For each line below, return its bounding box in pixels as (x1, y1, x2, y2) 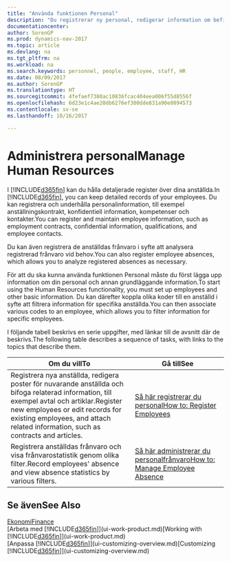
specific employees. (7, 314, 64, 323)
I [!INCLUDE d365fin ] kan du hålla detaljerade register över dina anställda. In (7, 185, 220, 193)
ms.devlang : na (7, 49, 51, 56)
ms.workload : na (7, 61, 54, 68)
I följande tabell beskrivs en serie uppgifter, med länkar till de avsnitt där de (7, 327, 220, 336)
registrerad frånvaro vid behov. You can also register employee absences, (7, 250, 214, 258)
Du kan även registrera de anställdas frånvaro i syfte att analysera (7, 242, 194, 251)
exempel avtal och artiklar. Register (10, 396, 122, 406)
